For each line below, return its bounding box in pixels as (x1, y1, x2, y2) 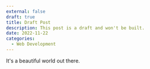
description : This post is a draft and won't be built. (6, 25, 145, 31)
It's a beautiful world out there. (6, 57, 81, 64)
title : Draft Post (6, 19, 51, 25)
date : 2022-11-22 (6, 30, 48, 36)
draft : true (6, 14, 35, 20)
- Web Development (11, 42, 57, 47)
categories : (6, 36, 35, 42)
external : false (6, 8, 46, 15)
